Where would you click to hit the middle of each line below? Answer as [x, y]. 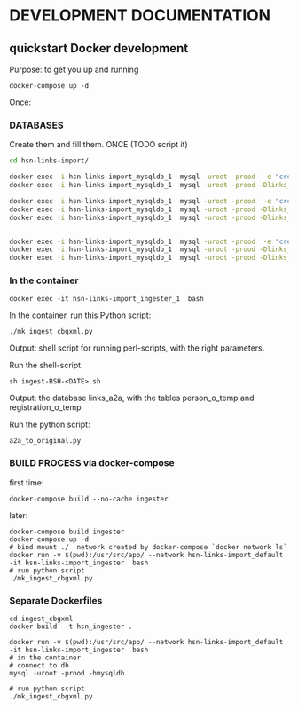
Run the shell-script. [46, 366]
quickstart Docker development [99, 48]
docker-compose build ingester [67, 532]
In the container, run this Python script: [80, 315]
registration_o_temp [45, 407]
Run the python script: [50, 425]
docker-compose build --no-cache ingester [89, 499]
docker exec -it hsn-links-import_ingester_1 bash [106, 299]
